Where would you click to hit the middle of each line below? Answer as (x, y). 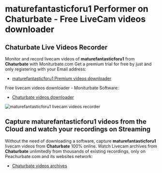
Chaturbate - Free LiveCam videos (75, 19)
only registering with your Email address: (46, 69)
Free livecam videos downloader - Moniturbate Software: (62, 88)
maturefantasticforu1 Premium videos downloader (62, 79)
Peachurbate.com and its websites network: (49, 156)
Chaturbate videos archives (40, 166)
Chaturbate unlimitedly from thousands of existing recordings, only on (75, 151)
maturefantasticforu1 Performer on (77, 9)
